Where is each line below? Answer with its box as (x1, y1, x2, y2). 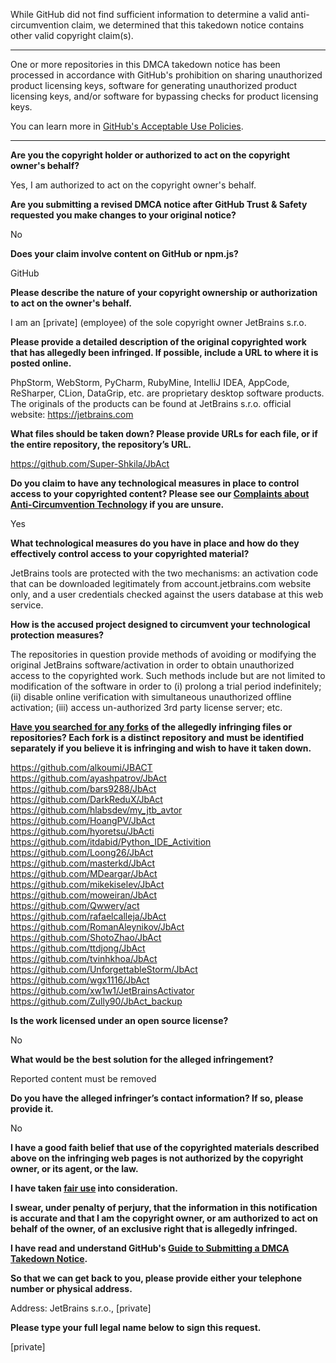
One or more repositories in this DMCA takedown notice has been (10, 59, 281, 70)
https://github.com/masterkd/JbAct (10, 857, 155, 869)
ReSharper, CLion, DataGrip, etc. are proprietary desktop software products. (10, 387, 325, 399)
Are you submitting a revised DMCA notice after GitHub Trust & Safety (10, 199, 308, 210)
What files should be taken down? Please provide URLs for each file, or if (10, 428, 318, 439)
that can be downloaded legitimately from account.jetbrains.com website (10, 578, 312, 589)
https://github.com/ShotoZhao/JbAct (10, 932, 162, 943)
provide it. (10, 1103, 54, 1114)
